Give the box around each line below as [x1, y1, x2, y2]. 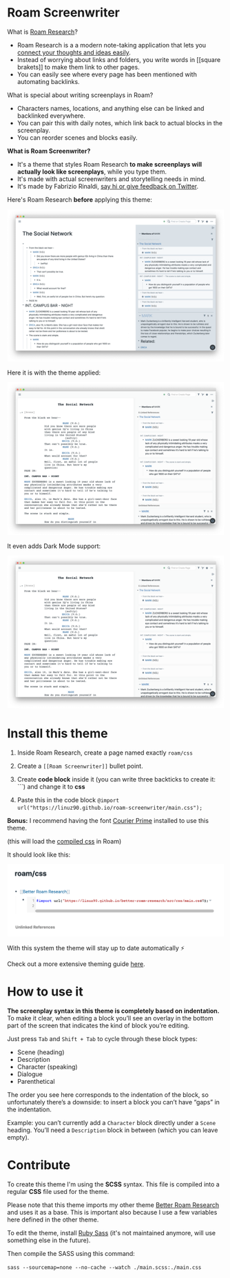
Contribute [7, 1157, 71, 1173]
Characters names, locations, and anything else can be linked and [17, 104, 205, 112]
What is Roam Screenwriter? [7, 147, 91, 155]
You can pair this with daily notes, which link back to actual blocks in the [17, 118, 223, 127]
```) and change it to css [17, 783, 85, 790]
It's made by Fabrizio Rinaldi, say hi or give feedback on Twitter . [17, 182, 199, 190]
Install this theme [7, 726, 108, 742]
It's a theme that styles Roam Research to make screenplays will [17, 160, 202, 168]
